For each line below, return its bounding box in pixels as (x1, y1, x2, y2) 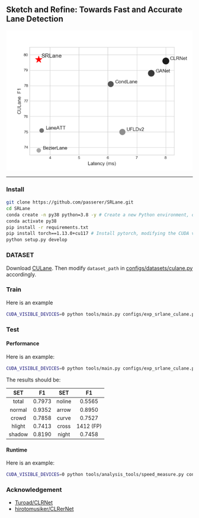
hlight (11, 422, 25, 430)
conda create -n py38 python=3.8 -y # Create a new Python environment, (6, 212, 190, 218)
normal (9, 406, 27, 413)
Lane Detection (6, 14, 63, 24)
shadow (8, 431, 28, 438)
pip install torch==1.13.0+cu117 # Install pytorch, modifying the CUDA (6, 231, 190, 237)
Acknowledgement (6, 485, 62, 494)
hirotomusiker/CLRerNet (14, 506, 74, 513)
